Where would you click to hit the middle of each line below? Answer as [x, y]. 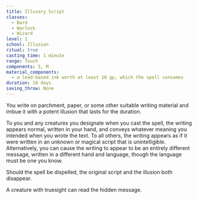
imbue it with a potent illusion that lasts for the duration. [74, 111]
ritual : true [22, 50]
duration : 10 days [29, 83]
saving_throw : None [30, 89]
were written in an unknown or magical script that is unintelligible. [86, 142]
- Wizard [22, 34]
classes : [17, 17]
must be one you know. [35, 161]
